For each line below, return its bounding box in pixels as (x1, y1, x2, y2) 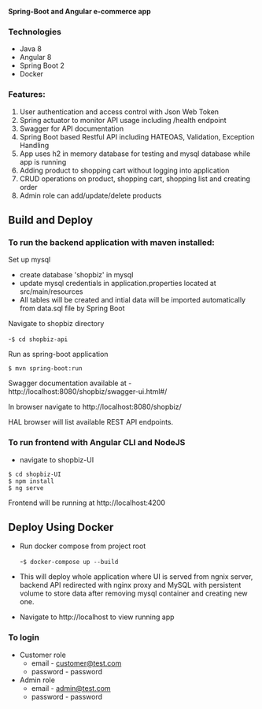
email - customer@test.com (31, 658, 122, 668)
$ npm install (8, 477, 55, 485)
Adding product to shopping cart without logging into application (19, 165, 230, 175)
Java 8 (19, 44, 42, 54)
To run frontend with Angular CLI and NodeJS (8, 437, 186, 448)
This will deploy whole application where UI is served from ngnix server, (19, 572, 253, 581)
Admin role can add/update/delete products (19, 191, 162, 200)
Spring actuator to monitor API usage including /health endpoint (19, 115, 227, 124)
